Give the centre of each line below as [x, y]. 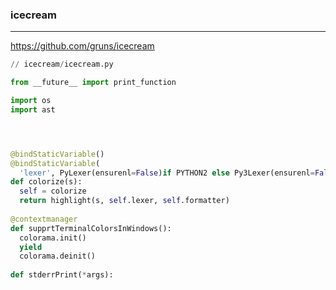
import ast [33, 109]
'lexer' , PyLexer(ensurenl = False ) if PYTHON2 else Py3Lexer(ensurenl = [167, 173]
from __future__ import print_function [93, 83]
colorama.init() [53, 238]
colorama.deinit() [58, 256]
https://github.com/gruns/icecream [82, 46]
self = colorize [53, 191]
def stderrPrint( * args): [62, 275]
